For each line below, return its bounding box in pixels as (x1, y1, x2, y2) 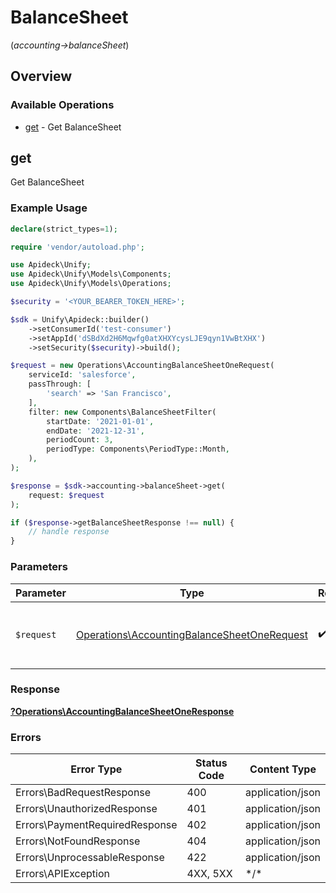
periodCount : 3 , (46, 435, 114, 445)
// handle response (28, 527, 110, 537)
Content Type (249, 762, 317, 776)
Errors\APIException (15, 867, 110, 881)
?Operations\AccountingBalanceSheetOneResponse (10, 705, 235, 717)
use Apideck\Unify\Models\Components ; (10, 269, 172, 280)
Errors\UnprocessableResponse (15, 851, 165, 865)
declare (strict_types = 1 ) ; (10, 224, 118, 234)
